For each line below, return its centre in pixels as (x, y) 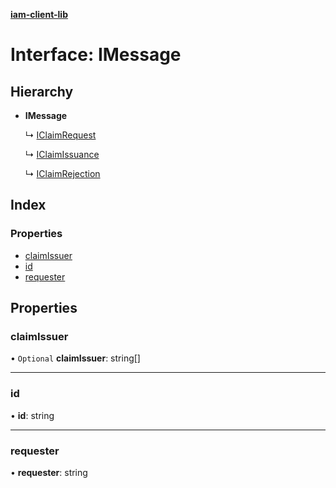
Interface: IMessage (96, 55)
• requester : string (49, 472)
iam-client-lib (39, 14)
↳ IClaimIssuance (62, 154)
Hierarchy (42, 91)
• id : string (32, 415)
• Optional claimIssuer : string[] (75, 358)
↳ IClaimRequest (60, 135)
